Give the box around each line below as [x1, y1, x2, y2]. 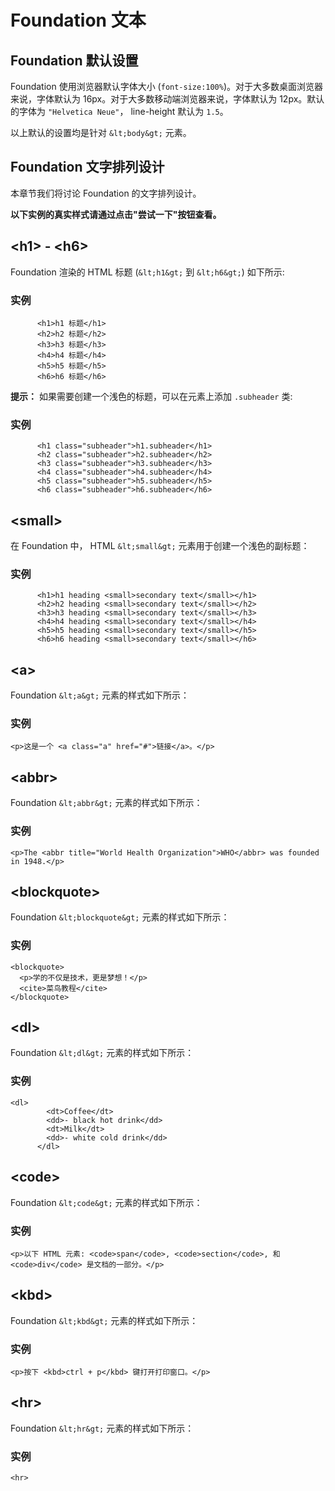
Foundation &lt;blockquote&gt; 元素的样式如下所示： [10, 911, 230, 923]
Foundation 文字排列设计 [10, 159, 165, 176]
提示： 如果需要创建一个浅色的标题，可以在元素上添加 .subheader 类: [10, 390, 293, 402]
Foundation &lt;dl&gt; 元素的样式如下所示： [10, 1047, 195, 1059]
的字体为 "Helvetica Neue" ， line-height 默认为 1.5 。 [10, 106, 229, 117]
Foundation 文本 [10, 9, 147, 32]
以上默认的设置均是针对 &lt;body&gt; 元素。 [10, 127, 192, 138]
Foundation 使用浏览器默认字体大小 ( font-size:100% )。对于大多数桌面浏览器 [10, 81, 324, 92]
